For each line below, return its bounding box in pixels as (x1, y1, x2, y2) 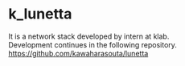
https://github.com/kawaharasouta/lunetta (8, 48, 149, 58)
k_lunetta (8, 5, 72, 23)
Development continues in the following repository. (8, 39, 177, 49)
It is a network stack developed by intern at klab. (8, 31, 170, 41)
